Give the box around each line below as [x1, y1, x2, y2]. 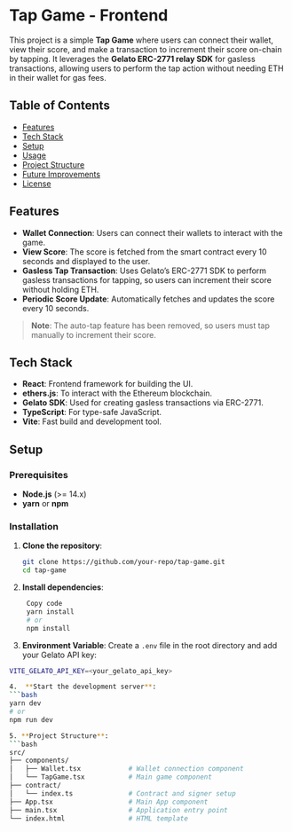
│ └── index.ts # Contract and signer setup [9, 789, 237, 798]
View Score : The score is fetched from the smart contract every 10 [21, 246, 268, 257]
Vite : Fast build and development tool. [21, 416, 162, 427]
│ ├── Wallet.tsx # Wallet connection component [9, 765, 244, 773]
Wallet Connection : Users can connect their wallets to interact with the [21, 227, 283, 238]
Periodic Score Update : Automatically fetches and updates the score [21, 294, 275, 304]
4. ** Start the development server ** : [9, 682, 157, 692]
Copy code [26, 600, 63, 608]
